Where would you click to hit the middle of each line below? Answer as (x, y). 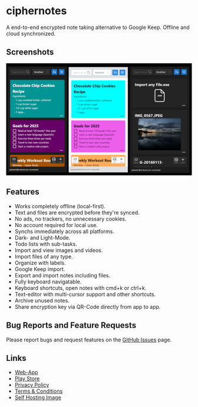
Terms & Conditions (39, 391)
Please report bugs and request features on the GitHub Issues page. (89, 340)
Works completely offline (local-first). (60, 206)
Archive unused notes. (42, 301)
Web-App (26, 372)
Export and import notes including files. (62, 275)
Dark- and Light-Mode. (42, 237)
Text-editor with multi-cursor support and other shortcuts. (85, 294)
